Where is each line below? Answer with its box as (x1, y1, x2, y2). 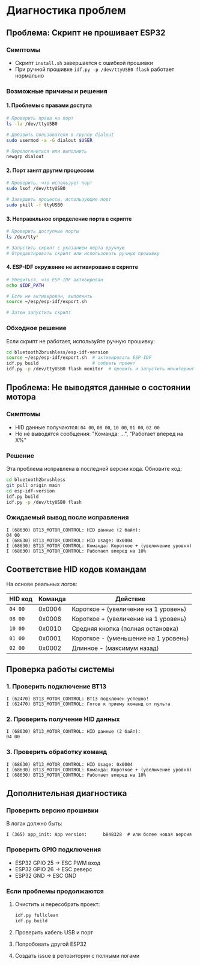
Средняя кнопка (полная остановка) (71, 624, 179, 633)
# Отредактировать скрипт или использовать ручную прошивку (6, 250, 160, 256)
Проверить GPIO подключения (6, 845, 101, 854)
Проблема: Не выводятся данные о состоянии (6, 382, 191, 393)
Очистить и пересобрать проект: (14, 901, 100, 908)
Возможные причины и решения (6, 87, 108, 95)
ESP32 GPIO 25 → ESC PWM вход (14, 859, 101, 866)
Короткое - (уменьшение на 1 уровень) (71, 634, 189, 642)
